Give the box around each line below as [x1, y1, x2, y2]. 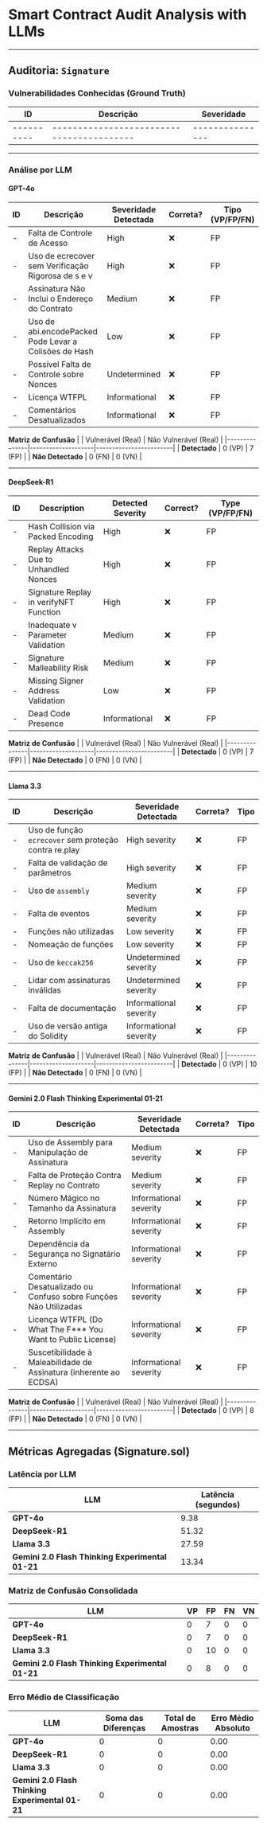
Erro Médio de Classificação [8, 1691, 119, 1703]
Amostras [161, 1722, 199, 1733]
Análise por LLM [8, 164, 73, 175]
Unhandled [28, 564, 70, 575]
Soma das [105, 1712, 145, 1723]
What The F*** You [28, 1324, 103, 1335]
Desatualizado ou [28, 1282, 94, 1293]
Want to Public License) [28, 1334, 117, 1345]
